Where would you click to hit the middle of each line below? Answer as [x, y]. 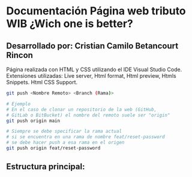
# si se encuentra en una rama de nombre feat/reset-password [85, 137]
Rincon [19, 55]
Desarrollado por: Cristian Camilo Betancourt [92, 46]
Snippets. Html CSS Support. [42, 82]
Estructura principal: [46, 167]
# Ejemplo [19, 104]
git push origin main [33, 121]
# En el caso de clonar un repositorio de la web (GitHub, [82, 109]
